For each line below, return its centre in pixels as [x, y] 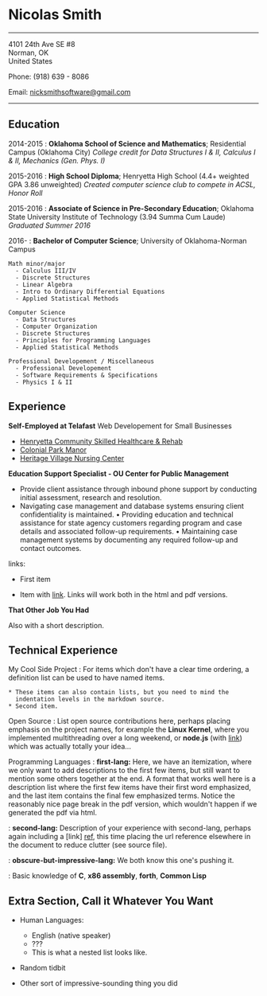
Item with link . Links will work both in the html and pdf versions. [124, 594]
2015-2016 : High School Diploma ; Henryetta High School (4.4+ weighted [129, 176]
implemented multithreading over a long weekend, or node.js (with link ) [125, 738]
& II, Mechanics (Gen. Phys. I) [57, 160]
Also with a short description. [56, 625]
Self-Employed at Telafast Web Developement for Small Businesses [120, 426]
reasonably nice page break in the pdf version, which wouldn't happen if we [133, 804]
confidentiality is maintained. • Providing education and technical [126, 514]
